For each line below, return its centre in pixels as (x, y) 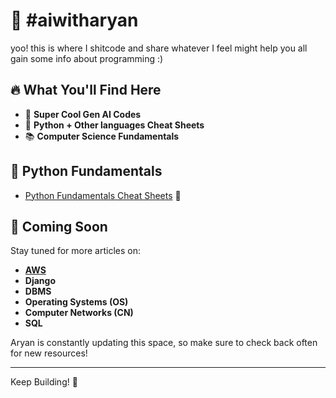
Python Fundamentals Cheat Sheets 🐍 (103, 195)
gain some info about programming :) (87, 58)
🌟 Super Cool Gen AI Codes (83, 114)
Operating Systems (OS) (76, 302)
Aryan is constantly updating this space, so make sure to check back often (164, 343)
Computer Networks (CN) (79, 313)
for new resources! (49, 353)
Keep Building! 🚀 (44, 382)
